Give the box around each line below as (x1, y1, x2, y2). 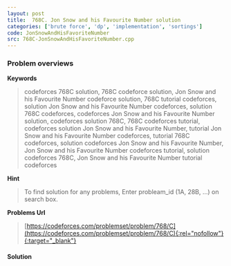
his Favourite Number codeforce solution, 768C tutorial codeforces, (24, 95, 217, 104)
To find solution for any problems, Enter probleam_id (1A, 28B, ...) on (24, 188, 219, 196)
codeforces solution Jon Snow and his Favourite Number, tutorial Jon (24, 124, 222, 133)
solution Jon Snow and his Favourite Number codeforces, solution (24, 102, 213, 111)
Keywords (7, 74, 37, 83)
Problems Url (7, 209, 46, 217)
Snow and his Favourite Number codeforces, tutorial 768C (24, 132, 190, 140)
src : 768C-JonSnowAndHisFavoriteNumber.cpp (7, 36, 135, 43)
